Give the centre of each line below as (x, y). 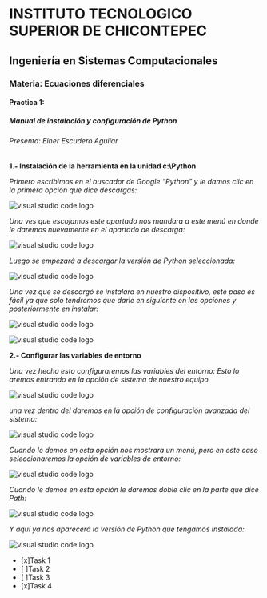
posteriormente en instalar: (54, 309)
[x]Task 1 (36, 560)
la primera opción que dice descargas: (73, 190)
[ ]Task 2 (35, 568)
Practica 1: (27, 103)
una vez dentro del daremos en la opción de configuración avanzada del (130, 410)
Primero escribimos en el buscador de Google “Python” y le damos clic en (132, 181)
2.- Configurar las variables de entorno (76, 355)
